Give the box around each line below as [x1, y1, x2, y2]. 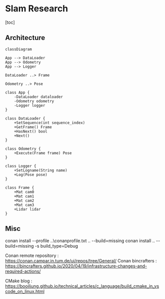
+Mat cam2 [14, 198, 35, 203]
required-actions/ [5, 268, 41, 274]
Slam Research [5, 3, 68, 14]
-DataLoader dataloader [14, 94, 63, 99]
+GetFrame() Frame [14, 125, 52, 129]
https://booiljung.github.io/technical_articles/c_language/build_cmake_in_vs [5, 283, 160, 289]
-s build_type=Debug [35, 243, 78, 249]
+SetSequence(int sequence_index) [14, 120, 85, 125]
